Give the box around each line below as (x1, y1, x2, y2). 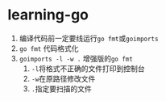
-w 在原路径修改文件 (31, 74, 96, 83)
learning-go (7, 6, 89, 24)
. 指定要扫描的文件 (31, 83, 92, 94)
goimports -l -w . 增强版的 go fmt (19, 53, 134, 63)
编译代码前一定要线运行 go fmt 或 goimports (19, 33, 159, 43)
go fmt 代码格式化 (19, 43, 79, 53)
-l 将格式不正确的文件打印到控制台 (31, 63, 145, 74)
